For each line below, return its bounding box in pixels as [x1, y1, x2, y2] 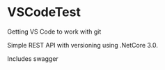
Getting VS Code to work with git [7, 27, 102, 36]
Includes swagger [7, 54, 59, 63]
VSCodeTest [7, 4, 81, 20]
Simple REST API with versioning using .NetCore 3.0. [7, 41, 159, 49]
